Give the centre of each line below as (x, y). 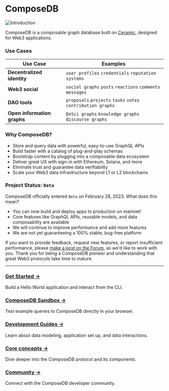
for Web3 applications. (29, 38)
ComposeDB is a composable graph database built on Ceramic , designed (81, 32)
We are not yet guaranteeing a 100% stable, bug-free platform (77, 232)
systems (75, 79)
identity (17, 79)
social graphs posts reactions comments (113, 87)
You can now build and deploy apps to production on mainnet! (77, 211)
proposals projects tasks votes (103, 100)
